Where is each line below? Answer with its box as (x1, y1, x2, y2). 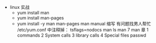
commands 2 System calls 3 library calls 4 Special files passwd (17, 32, 147, 38)
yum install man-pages (17, 15, 64, 21)
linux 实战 (9, 4, 30, 10)
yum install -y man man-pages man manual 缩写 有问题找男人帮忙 (17, 21, 152, 26)
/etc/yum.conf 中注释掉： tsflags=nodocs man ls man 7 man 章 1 (17, 27, 149, 33)
